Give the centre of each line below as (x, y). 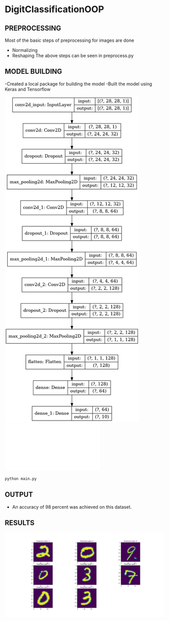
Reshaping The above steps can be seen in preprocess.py (73, 55)
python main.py (21, 479)
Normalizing (25, 50)
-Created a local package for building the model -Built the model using (79, 84)
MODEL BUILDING (33, 71)
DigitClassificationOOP (55, 9)
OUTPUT (19, 495)
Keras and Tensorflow (28, 89)
